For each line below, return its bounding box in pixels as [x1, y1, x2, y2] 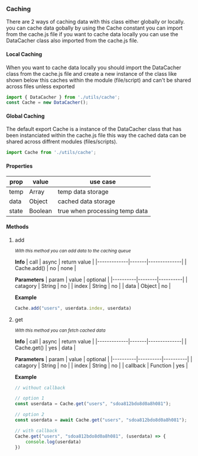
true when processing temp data [57, 207, 148, 215]
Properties [6, 162, 33, 169]
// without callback [14, 384, 66, 391]
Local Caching [6, 50, 43, 57]
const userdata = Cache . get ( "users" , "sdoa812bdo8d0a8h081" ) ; [14, 401, 171, 407]
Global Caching [6, 112, 45, 120]
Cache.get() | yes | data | [14, 344, 76, 351]
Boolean [29, 207, 52, 215]
